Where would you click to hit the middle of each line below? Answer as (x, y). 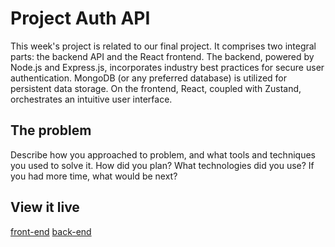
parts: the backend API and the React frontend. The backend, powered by (162, 56)
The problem (51, 130)
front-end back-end (51, 231)
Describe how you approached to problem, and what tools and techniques (163, 154)
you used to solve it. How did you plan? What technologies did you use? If (162, 165)
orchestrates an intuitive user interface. (91, 99)
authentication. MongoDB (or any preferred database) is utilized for (149, 78)
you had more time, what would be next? (94, 176)
